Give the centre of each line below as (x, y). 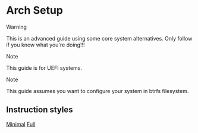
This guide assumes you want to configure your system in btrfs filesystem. (98, 91)
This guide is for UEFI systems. (44, 68)
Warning (16, 27)
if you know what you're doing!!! (45, 45)
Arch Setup (35, 10)
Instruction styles (40, 110)
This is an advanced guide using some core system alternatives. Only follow (99, 38)
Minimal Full (21, 124)
